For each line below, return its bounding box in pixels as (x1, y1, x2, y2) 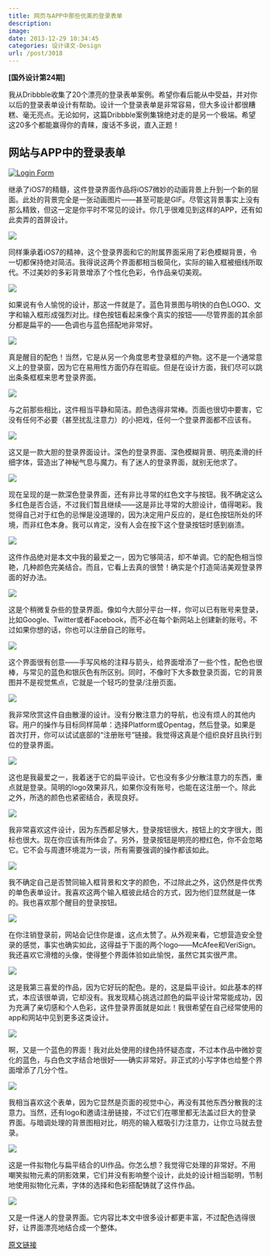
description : (8, 19, 52, 27)
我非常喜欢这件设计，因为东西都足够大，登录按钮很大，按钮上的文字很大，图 (8, 825, 263, 834)
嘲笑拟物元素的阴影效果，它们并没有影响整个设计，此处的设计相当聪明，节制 (8, 1170, 263, 1179)
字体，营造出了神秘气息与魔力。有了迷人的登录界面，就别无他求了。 (15, 457, 242, 467)
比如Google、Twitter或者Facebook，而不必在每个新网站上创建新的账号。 (8, 615, 251, 624)
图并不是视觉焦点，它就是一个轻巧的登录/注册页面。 (8, 677, 181, 687)
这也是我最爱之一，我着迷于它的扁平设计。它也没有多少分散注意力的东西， (8, 772, 256, 782)
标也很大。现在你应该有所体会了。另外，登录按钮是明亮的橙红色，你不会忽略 (8, 834, 263, 844)
